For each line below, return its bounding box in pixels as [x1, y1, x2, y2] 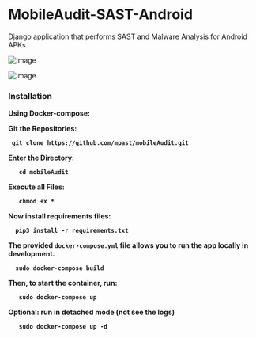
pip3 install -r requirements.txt [15, 227, 129, 235]
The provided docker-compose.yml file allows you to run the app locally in [8, 241, 249, 250]
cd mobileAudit [18, 169, 69, 177]
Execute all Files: [8, 182, 65, 192]
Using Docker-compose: [8, 108, 91, 118]
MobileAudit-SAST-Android [8, 6, 194, 24]
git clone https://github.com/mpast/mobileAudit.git [11, 139, 190, 147]
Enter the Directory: [8, 153, 75, 163]
